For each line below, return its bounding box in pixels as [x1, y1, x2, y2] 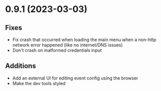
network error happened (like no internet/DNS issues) [12, 42, 123, 48]
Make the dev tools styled [12, 80, 66, 86]
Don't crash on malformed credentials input [12, 47, 102, 53]
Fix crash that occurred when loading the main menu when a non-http [12, 36, 157, 42]
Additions [5, 61, 36, 70]
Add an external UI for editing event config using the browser [12, 75, 139, 81]
